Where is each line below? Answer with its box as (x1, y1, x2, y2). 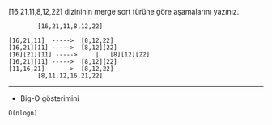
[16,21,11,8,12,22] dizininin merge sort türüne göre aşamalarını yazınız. (8, 7, 240, 16)
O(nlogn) (8, 109, 38, 117)
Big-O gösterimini (19, 94, 79, 103)
